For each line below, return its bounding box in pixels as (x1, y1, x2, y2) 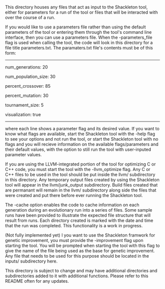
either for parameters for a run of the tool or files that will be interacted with (5, 9, 158, 15)
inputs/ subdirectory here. (5, 258, 58, 264)
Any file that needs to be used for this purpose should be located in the (5, 253, 149, 259)
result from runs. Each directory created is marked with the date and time (5, 217, 154, 223)
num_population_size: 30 (5, 73, 55, 79)
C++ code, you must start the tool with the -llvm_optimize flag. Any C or (5, 167, 151, 172)
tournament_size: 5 (5, 102, 44, 108)
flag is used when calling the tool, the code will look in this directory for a (5, 40, 153, 46)
